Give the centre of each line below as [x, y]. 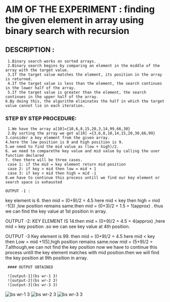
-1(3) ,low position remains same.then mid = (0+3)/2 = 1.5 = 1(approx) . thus [84, 206]
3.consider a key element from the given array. [58, 138]
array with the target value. [37, 70]
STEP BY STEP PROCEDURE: [41, 118]
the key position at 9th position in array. [46, 258]
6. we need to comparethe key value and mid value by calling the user [82, 151]
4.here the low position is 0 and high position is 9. [64, 142]
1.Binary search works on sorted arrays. [52, 61]
